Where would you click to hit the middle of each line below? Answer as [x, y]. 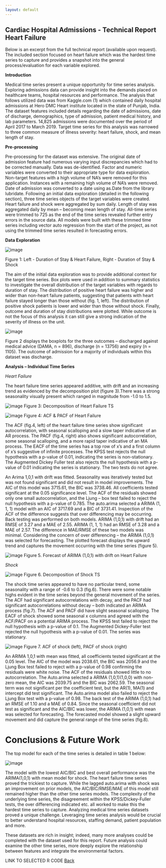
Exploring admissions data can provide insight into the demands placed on [81, 90]
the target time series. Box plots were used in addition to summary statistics [83, 280]
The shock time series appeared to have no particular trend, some [73, 584]
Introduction [18, 75]
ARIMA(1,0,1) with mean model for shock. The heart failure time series [76, 778]
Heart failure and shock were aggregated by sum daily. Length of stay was [81, 204]
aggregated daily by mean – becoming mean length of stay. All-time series [81, 210]
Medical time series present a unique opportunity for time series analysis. [80, 84]
